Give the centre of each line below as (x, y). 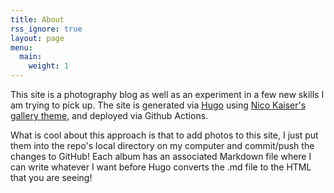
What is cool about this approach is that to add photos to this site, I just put (164, 135)
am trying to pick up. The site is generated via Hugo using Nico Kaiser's (158, 105)
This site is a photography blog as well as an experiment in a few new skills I (167, 94)
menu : (21, 47)
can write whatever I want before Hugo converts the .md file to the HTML (161, 167)
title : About (37, 19)
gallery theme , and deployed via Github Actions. (109, 115)
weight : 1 (49, 66)
